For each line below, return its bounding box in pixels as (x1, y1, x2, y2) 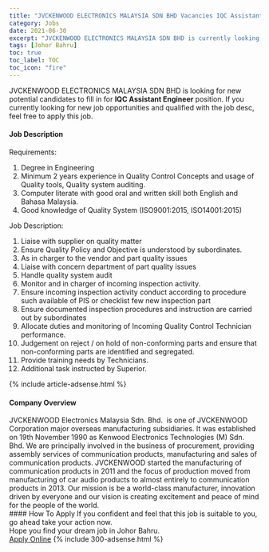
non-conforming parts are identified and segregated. (20, 346, 195, 356)
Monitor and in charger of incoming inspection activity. (20, 278, 201, 288)
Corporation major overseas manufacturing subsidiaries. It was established (9, 424, 256, 434)
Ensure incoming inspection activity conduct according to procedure (20, 287, 247, 297)
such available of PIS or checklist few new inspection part (20, 295, 211, 305)
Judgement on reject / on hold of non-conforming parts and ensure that (20, 338, 258, 348)
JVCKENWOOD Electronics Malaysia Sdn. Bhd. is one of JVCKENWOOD (9, 415, 248, 425)
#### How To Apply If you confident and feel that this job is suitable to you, (9, 509, 258, 518)
